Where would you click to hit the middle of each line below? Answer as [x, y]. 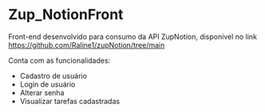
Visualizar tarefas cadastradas [70, 101]
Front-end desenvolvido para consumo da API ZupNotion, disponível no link [133, 37]
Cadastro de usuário [53, 75]
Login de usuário [47, 84]
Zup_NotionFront [66, 15]
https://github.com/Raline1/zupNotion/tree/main [87, 44]
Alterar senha [42, 92]
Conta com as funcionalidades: [59, 60]
